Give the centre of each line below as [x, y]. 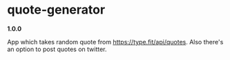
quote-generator [56, 10]
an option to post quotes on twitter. [57, 49]
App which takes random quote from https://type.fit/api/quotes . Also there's [115, 42]
